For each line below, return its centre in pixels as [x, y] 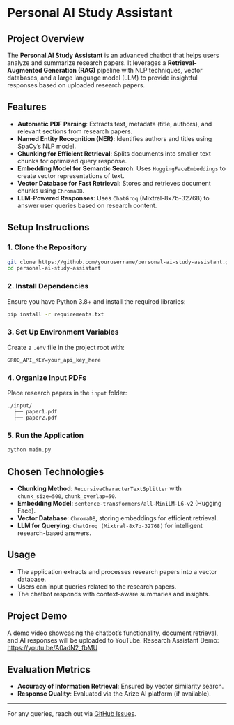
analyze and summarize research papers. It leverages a [87, 63]
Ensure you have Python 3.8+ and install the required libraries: [96, 301]
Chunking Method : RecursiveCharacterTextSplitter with [100, 488]
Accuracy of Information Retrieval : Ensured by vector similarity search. [120, 687]
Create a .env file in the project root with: [66, 347]
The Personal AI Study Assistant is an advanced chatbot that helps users [113, 55]
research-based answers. [54, 533]
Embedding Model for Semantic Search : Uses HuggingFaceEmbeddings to [122, 168]
